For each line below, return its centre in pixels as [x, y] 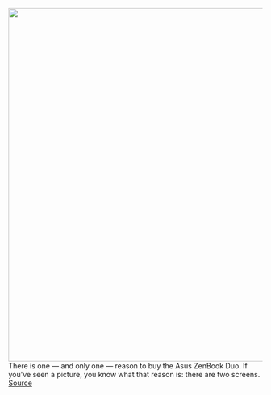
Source [20, 383]
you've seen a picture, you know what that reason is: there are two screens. [134, 374]
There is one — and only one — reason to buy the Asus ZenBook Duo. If [128, 366]
